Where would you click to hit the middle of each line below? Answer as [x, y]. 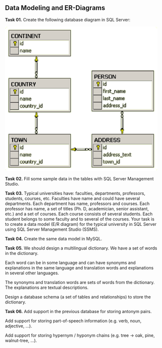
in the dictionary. [22, 253]
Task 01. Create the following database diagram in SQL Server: [68, 19]
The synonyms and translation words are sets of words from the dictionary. [80, 283]
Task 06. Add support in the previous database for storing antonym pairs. [78, 312]
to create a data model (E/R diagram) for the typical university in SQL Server [81, 224]
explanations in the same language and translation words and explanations [79, 268]
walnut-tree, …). [21, 341]
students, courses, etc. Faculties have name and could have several [73, 199]
